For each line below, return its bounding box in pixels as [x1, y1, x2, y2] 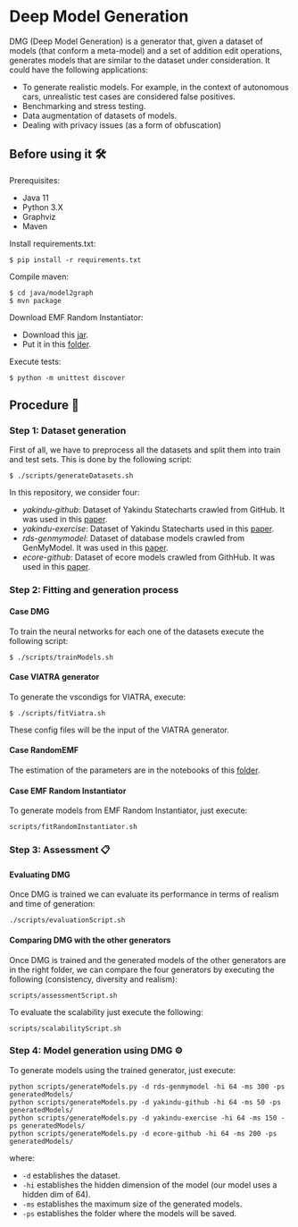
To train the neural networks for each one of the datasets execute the [9, 626, 265, 637]
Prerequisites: [9, 174, 61, 185]
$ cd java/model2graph [9, 288, 94, 297]
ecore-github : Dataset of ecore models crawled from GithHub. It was [21, 552, 275, 563]
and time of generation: [9, 899, 95, 910]
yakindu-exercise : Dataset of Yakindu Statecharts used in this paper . [21, 523, 275, 534]
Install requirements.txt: [9, 238, 96, 249]
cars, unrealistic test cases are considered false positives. [21, 91, 236, 102]
